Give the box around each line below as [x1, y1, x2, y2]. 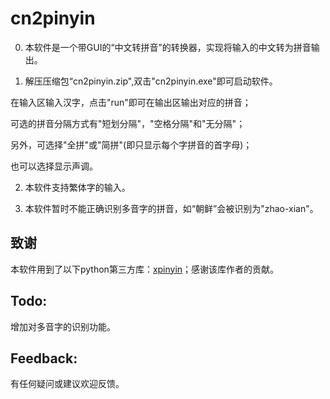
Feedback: [10, 350, 78, 367]
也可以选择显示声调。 [10, 160, 98, 172]
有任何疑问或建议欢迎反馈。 [10, 378, 125, 390]
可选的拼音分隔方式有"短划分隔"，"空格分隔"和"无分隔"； [10, 117, 246, 129]
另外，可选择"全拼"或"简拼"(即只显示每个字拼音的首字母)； [10, 138, 253, 151]
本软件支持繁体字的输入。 [24, 181, 131, 193]
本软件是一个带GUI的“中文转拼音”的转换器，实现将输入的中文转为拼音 [24, 41, 312, 53]
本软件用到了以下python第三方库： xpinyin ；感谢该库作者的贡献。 [10, 263, 280, 275]
